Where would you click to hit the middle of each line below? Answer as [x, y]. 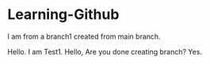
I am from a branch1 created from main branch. [84, 36]
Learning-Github [63, 15]
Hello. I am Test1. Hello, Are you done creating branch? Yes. [105, 51]
